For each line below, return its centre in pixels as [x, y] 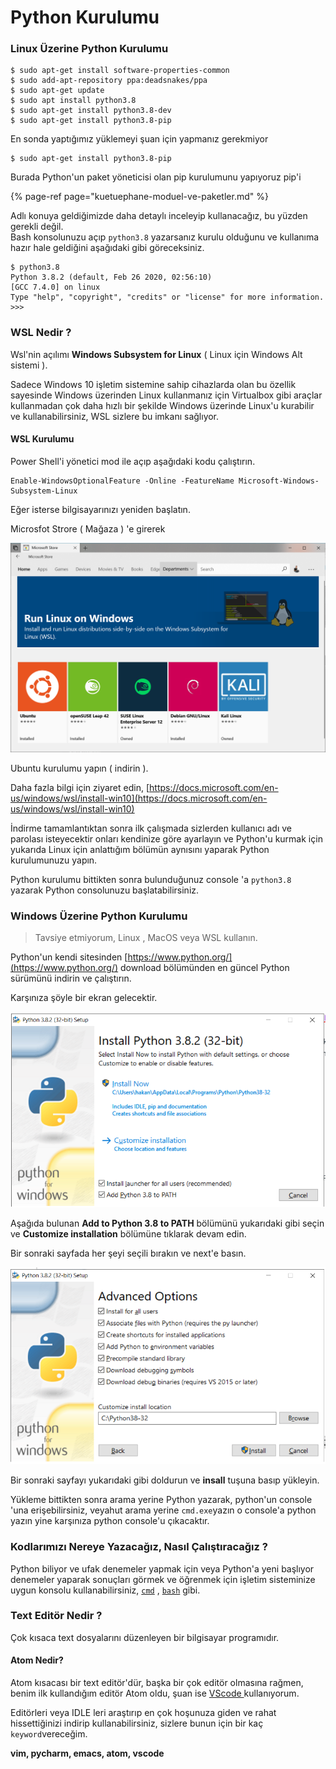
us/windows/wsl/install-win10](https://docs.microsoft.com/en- [139, 798]
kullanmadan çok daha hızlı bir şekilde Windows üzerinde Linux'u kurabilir [162, 405]
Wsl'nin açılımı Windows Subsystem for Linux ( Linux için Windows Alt [156, 354]
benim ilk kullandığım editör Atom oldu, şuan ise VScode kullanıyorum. [155, 1693]
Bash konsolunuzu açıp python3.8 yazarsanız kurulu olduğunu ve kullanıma [165, 237]
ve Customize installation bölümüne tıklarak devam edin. [128, 1233]
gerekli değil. [37, 227]
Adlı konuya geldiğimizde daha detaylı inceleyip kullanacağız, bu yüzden [159, 216]
